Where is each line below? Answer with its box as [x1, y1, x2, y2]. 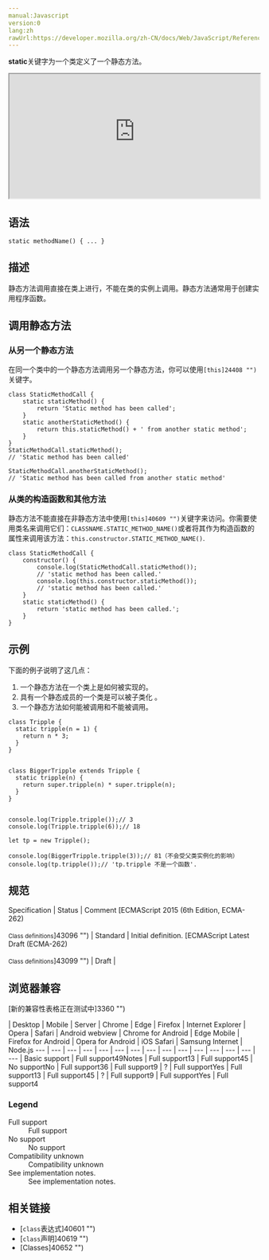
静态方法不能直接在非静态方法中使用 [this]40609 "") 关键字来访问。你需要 [8, 513, 251, 522]
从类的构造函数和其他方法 [8, 494, 107, 505]
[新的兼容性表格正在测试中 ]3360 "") [8, 1004, 126, 1014]
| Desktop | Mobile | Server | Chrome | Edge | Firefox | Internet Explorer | [8, 1020, 246, 1030]
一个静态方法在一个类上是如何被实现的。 [19, 682, 153, 691]
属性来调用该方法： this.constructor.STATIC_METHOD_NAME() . [8, 533, 205, 542]
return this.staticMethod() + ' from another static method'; [37, 425, 248, 433]
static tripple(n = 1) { [15, 725, 98, 733]
